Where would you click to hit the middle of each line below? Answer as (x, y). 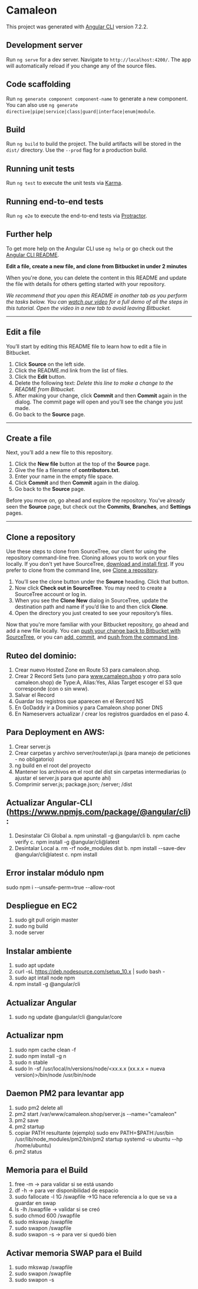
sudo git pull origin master (46, 920)
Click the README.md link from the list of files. (71, 370)
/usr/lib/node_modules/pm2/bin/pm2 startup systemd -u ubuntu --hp (98, 1139)
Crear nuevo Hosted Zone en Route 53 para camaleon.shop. (88, 670)
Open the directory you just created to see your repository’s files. (94, 613)
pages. (14, 513)
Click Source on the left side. (50, 364)
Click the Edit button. (40, 376)
